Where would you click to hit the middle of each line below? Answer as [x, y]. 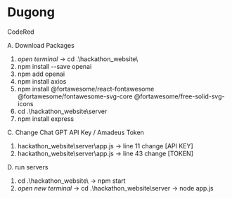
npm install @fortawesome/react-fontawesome [86, 89]
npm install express [46, 118]
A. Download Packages [41, 45]
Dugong [31, 12]
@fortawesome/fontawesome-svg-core [75, 96]
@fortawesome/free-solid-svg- [179, 96]
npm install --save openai [54, 66]
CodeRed [21, 32]
